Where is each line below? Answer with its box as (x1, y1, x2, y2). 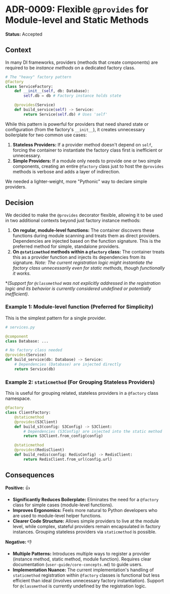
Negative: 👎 (5, 539, 32, 545)
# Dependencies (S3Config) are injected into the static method (23, 429, 162, 434)
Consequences (5, 471, 55, 479)
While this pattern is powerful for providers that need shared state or (5, 121, 149, 127)
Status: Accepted (5, 31, 43, 37)
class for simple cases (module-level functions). (12, 502, 113, 508)
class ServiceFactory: (5, 84, 53, 89)
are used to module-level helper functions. (12, 512, 102, 518)
